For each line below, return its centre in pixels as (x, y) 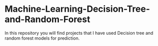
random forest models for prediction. (42, 38)
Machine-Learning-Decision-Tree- (77, 9)
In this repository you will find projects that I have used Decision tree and (79, 33)
